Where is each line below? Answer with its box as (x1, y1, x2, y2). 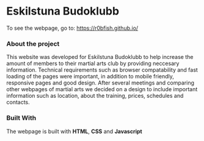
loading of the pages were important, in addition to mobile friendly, (6, 73, 174, 80)
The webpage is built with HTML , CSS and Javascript (6, 128, 142, 135)
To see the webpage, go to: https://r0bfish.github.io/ (6, 24, 139, 32)
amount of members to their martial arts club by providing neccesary (6, 60, 180, 67)
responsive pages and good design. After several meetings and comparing (6, 79, 194, 86)
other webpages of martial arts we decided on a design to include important (6, 86, 198, 93)
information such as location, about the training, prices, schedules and (6, 92, 184, 100)
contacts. (6, 98, 31, 106)
